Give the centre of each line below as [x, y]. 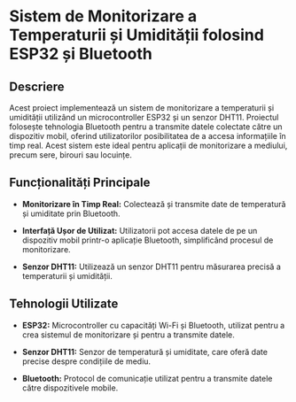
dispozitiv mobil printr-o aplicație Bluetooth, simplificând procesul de [148, 240]
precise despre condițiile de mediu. [86, 361]
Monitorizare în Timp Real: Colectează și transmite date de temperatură [154, 204]
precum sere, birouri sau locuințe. [71, 155]
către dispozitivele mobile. [70, 388]
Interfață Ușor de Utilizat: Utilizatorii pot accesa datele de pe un [140, 230]
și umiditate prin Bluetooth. [71, 213]
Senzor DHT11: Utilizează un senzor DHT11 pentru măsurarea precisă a [152, 267]
